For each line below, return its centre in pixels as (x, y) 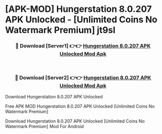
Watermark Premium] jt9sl (60, 30)
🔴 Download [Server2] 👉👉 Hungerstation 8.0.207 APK (83, 78)
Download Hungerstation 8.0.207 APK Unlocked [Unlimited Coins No (75, 121)
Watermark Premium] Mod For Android (44, 126)
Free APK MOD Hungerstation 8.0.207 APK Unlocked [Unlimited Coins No (80, 106)
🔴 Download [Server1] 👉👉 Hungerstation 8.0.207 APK (83, 46)
